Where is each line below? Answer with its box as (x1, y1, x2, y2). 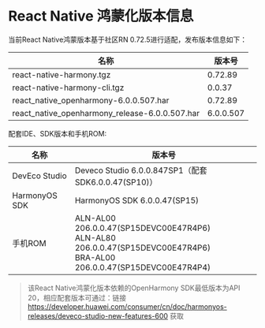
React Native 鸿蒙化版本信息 (8, 7, 194, 25)
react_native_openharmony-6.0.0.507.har (12, 95, 170, 106)
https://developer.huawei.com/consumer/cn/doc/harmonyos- (27, 301, 227, 311)
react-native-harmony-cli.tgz (12, 82, 125, 93)
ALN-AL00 (74, 212, 117, 223)
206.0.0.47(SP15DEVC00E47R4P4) (74, 262, 211, 273)
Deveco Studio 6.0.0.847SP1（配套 (74, 165, 207, 176)
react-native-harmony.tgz (12, 69, 111, 80)
